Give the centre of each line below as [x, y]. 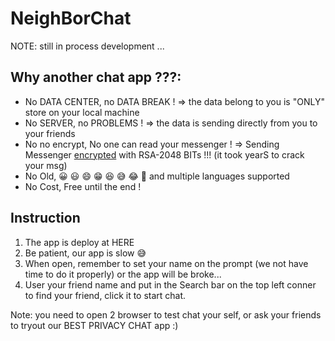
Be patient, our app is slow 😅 [85, 253]
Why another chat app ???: [96, 77]
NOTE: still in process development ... [87, 46]
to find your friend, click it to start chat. [105, 295]
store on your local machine [82, 112]
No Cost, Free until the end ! [83, 186]
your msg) [46, 165]
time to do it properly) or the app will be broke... [123, 274]
